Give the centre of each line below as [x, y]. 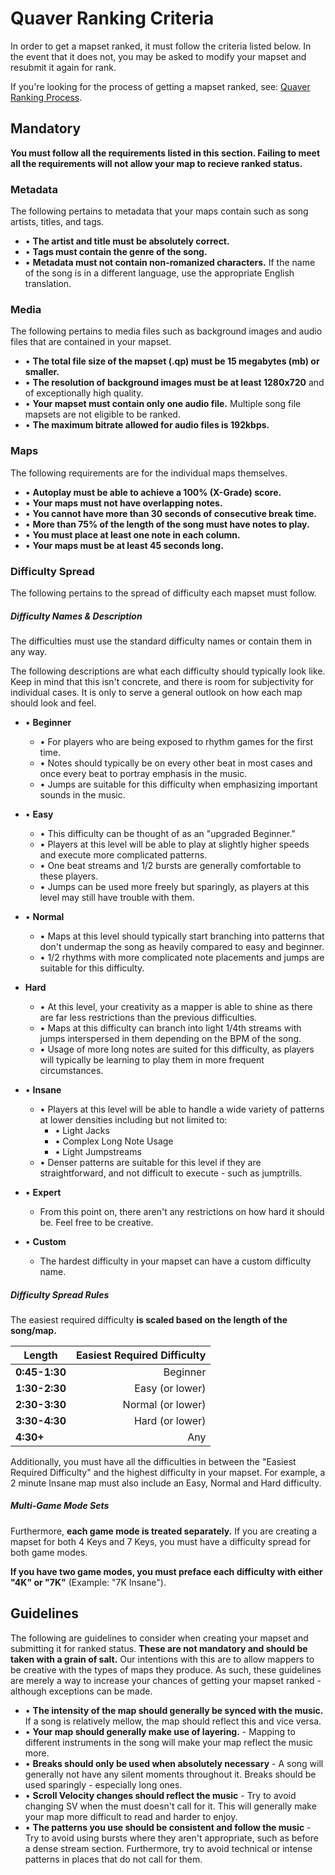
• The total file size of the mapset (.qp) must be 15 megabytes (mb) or [172, 361]
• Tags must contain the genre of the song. [116, 252]
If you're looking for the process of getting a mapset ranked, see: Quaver [160, 86]
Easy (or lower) [170, 1388]
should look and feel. [53, 703]
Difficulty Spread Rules [60, 1294]
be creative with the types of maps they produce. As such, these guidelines [166, 1669]
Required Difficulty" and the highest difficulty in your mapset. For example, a [168, 1472]
